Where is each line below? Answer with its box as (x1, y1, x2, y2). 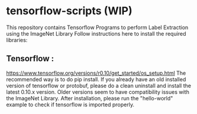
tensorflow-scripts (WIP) (6, 4, 133, 18)
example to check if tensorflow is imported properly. (6, 101, 135, 108)
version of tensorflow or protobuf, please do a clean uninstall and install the (6, 82, 192, 89)
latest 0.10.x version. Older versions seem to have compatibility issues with (6, 88, 189, 96)
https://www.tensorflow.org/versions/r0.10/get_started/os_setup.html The (6, 69, 186, 77)
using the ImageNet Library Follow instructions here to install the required (6, 30, 186, 37)
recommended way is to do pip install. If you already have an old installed (6, 75, 186, 83)
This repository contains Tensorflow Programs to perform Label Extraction (6, 24, 189, 31)
